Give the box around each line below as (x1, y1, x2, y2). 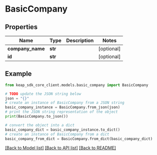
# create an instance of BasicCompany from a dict (5, 132, 110, 137)
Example (5, 69, 32, 78)
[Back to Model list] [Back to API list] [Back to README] (5, 145, 116, 151)
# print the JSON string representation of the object (5, 109, 118, 115)
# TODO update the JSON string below (5, 91, 81, 96)
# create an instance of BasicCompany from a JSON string (5, 101, 125, 105)
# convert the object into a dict (5, 122, 75, 127)
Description (66, 37, 94, 44)
